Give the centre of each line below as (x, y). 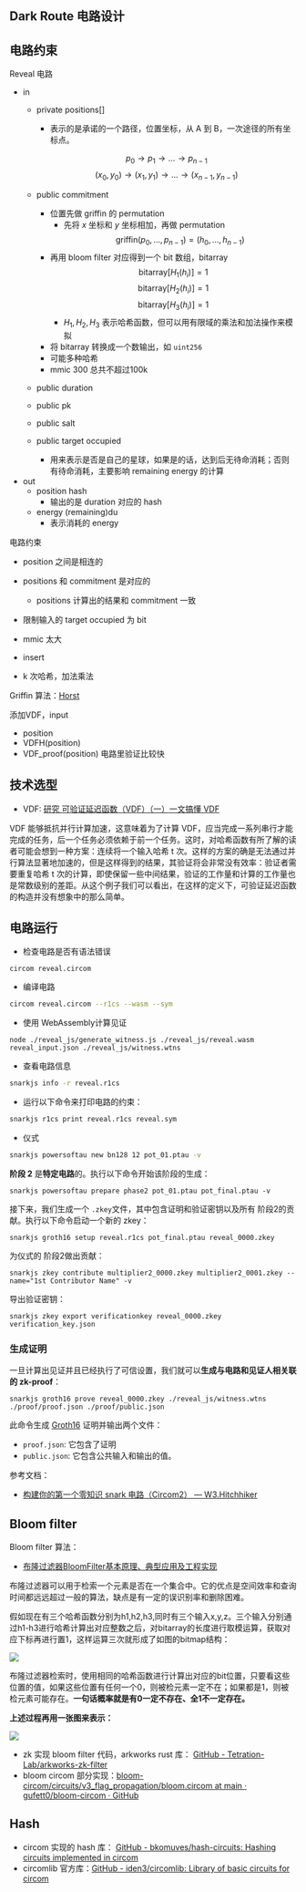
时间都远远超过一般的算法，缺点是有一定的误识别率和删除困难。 (129, 1597)
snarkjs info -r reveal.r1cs (65, 1083)
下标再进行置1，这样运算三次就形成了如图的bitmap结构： (123, 1639)
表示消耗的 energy (84, 522)
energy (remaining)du (77, 512)
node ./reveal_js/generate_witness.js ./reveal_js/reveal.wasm (132, 1040)
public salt (56, 423)
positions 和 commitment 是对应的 (87, 581)
